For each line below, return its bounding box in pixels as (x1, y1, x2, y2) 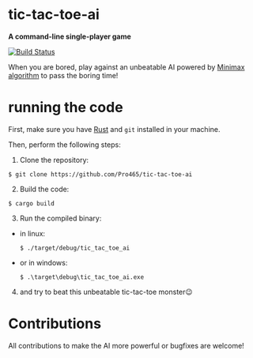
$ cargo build (8, 199, 55, 207)
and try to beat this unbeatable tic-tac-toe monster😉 (19, 287, 193, 296)
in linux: (19, 228, 46, 238)
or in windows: (19, 258, 68, 267)
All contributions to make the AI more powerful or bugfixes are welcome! (8, 341, 245, 350)
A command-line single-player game (8, 32, 132, 41)
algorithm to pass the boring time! (8, 70, 119, 80)
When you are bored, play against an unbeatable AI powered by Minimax (8, 62, 245, 72)
